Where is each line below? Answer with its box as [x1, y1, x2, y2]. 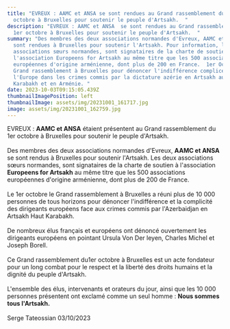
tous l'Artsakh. [7, 299, 50, 307]
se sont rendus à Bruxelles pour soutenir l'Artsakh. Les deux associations [7, 154, 214, 162]
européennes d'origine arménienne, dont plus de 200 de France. [7, 175, 190, 184]
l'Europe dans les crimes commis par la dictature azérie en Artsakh [13, 73, 216, 81]
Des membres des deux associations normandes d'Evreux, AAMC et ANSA [7, 146, 220, 154]
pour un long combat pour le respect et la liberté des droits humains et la [7, 263, 213, 271]
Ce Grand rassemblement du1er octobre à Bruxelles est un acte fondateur [7, 255, 215, 264]
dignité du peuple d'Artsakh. [7, 270, 87, 278]
